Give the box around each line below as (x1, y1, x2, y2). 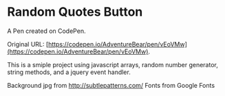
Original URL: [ (7, 40, 49, 48)
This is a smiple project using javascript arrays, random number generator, (7, 60, 218, 69)
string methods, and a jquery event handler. (7, 68, 131, 76)
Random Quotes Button (7, 4, 143, 20)
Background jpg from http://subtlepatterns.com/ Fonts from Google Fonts (7, 81, 215, 89)
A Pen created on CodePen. (7, 27, 86, 35)
